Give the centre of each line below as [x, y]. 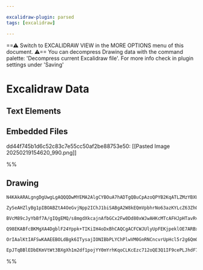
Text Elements [34, 111]
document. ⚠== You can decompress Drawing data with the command [95, 51]
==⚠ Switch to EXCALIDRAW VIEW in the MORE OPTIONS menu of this [95, 45]
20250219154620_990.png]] [41, 152]
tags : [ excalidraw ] [31, 23]
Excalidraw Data [48, 89]
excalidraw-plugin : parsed [40, 17]
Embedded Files [37, 131]
